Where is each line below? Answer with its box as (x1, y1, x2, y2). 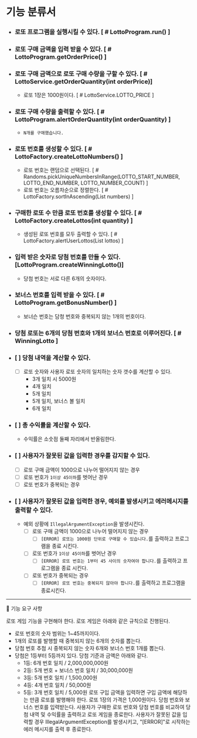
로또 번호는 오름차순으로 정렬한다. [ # (23, 186, 108, 193)
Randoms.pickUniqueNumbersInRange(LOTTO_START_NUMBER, (23, 173, 181, 180)
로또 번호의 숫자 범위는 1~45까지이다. (14, 630, 101, 637)
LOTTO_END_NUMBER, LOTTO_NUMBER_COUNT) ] (23, 179, 148, 186)
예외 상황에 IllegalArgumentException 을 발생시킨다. (23, 520, 145, 527)
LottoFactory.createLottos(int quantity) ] (14, 216, 133, 224)
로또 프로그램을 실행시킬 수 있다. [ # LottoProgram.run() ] (14, 28, 171, 36)
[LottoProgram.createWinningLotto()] (14, 261, 124, 269)
